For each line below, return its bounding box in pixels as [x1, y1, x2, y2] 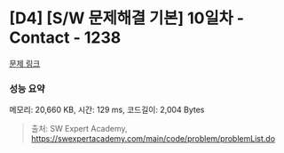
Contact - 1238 [9, 28, 122, 48]
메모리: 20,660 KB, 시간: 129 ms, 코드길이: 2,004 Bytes [9, 104, 205, 116]
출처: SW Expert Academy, [30, 124, 128, 134]
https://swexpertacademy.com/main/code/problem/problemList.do [30, 133, 276, 144]
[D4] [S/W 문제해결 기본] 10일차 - [9, 8, 245, 28]
